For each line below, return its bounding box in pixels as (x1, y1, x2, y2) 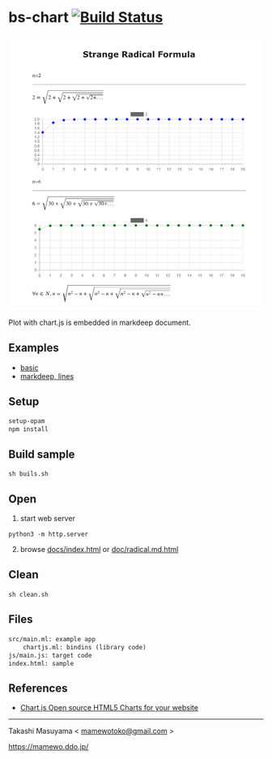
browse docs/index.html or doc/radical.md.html (19, 545, 179, 554)
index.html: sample (8, 659, 74, 667)
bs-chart (8, 8, 69, 27)
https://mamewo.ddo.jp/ (8, 742, 89, 752)
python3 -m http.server (8, 530, 89, 539)
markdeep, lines (19, 371, 74, 381)
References (8, 682, 68, 696)
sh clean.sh (8, 590, 49, 598)
